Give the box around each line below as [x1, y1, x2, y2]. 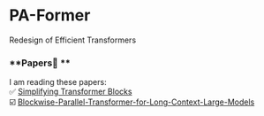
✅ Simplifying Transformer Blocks [9, 86, 132, 97]
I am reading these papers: [9, 77, 108, 88]
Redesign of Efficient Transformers [9, 35, 137, 45]
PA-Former [9, 5, 91, 26]
